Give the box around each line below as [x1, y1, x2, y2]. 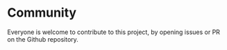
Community [7, 5, 77, 21]
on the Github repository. [7, 35, 78, 43]
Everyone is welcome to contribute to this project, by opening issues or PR [7, 28, 221, 36]
